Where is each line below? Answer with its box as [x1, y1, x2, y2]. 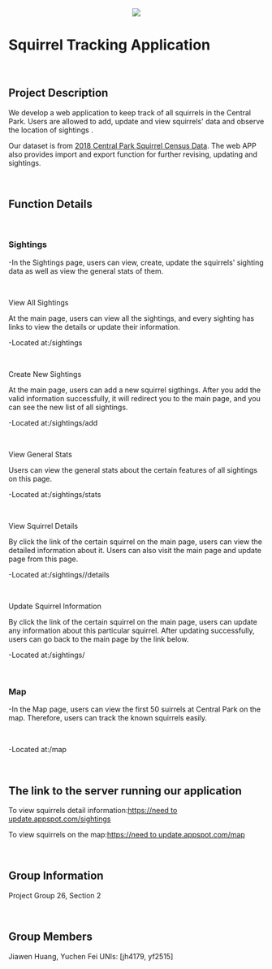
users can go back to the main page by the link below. [8, 634, 189, 644]
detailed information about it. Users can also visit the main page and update [8, 545, 262, 555]
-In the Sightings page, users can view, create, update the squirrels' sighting [8, 257, 264, 267]
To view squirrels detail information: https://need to [8, 805, 178, 815]
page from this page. [8, 554, 79, 564]
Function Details [8, 197, 93, 211]
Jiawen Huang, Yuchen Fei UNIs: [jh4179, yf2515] [8, 951, 174, 961]
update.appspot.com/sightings [8, 814, 111, 824]
